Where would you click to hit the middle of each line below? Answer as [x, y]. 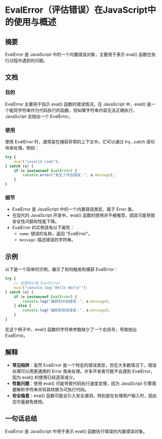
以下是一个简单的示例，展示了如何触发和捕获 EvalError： [62, 270]
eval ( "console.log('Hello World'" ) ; [51, 288]
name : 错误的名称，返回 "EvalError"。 [56, 234]
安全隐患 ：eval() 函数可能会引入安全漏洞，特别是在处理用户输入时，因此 [84, 396]
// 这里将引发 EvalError [37, 283]
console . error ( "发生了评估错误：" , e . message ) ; [69, 175]
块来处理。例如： [22, 147]
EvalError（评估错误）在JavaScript [76, 10]
